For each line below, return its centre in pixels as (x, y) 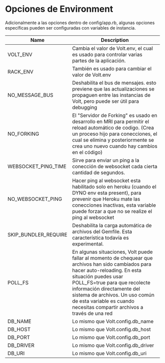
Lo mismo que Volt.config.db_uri (109, 353)
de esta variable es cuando (103, 301)
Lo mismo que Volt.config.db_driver (113, 345)
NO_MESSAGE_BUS (30, 95)
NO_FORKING (23, 134)
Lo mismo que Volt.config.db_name (113, 321)
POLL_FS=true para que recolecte (111, 282)
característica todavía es (100, 238)
